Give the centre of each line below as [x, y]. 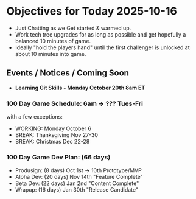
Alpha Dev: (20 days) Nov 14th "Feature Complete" [79, 177]
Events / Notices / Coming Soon [68, 73]
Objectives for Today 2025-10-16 [92, 11]
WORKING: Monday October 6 [53, 128]
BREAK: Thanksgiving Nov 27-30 [57, 135]
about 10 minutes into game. [51, 54]
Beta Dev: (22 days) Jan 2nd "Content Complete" [77, 183]
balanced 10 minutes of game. [53, 41]
